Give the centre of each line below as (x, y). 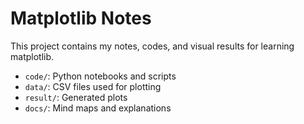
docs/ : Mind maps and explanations (98, 108)
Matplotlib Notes (81, 18)
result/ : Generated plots (76, 97)
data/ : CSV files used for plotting (93, 86)
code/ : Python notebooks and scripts (100, 76)
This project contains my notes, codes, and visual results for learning (152, 46)
